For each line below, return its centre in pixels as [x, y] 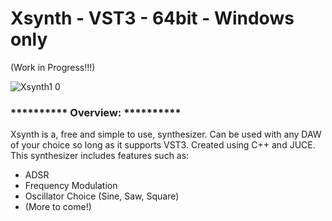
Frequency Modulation [71, 186]
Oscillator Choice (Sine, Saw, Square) [102, 196]
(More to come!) [58, 207]
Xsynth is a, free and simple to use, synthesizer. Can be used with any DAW [166, 134]
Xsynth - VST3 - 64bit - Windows [152, 18]
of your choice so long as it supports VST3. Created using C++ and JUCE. [163, 145]
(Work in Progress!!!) [53, 67]
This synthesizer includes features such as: [100, 156]
